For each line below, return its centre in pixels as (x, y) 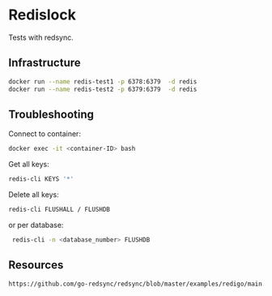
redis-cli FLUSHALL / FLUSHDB (59, 210)
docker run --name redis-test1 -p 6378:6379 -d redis (103, 82)
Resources (36, 265)
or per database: (36, 225)
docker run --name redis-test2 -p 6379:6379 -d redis (103, 89)
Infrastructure (45, 63)
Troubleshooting (51, 114)
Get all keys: (29, 165)
